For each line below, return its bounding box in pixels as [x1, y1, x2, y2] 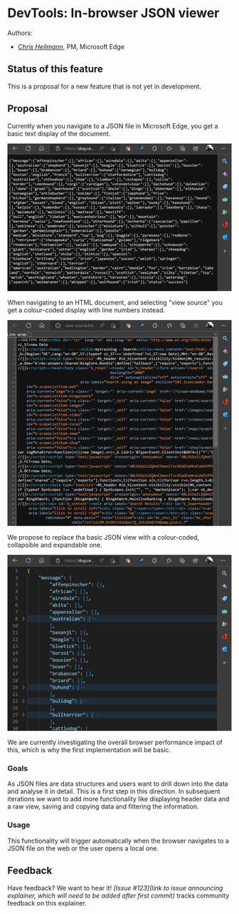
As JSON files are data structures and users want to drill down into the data [7, 779, 229, 789]
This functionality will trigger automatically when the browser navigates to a [7, 836, 230, 845]
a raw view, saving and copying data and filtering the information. [7, 802, 199, 811]
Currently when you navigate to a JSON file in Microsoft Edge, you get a [7, 121, 218, 130]
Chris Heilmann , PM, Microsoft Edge [17, 42, 124, 51]
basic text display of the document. [7, 129, 111, 138]
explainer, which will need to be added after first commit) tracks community [7, 891, 230, 900]
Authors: [7, 29, 33, 37]
